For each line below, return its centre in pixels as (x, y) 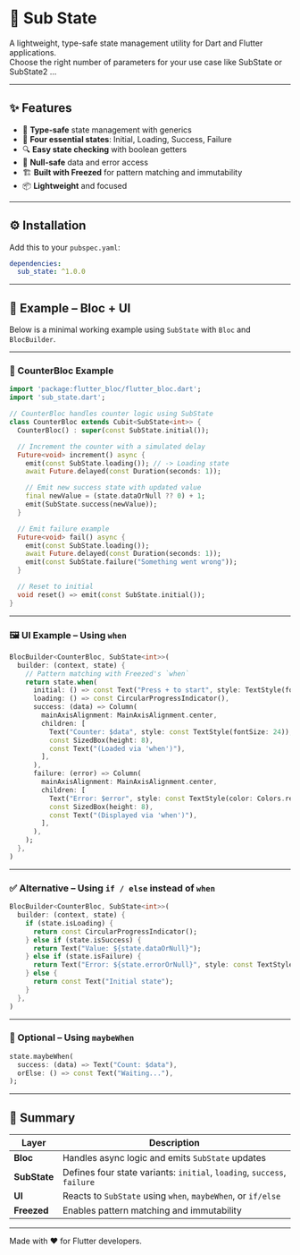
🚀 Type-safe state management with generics (107, 130)
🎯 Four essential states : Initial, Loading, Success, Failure (127, 139)
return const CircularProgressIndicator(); (115, 931)
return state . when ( (62, 682)
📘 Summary (42, 1118)
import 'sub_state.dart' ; (57, 397)
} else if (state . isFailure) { (83, 957)
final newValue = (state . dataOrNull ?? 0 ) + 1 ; (115, 496)
